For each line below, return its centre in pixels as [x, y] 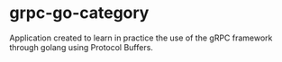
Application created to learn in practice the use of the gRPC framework [141, 38]
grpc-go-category [79, 13]
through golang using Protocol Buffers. [81, 47]
